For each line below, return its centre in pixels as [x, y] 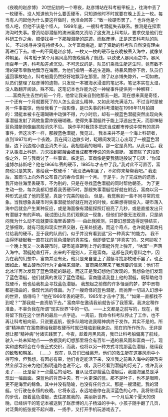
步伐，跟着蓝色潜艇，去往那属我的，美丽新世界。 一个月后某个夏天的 [80, 397]
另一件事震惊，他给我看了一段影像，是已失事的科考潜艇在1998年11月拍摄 [80, 108]
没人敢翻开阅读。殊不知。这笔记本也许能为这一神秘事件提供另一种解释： [79, 89]
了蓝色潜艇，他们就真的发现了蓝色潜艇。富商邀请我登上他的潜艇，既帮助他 [82, 277]
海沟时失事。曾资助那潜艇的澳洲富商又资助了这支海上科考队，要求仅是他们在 [84, 32]
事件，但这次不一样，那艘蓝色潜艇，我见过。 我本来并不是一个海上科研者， [82, 133]
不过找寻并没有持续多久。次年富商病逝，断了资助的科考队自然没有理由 [87, 45]
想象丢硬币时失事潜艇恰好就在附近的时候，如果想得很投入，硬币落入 [92, 202]
